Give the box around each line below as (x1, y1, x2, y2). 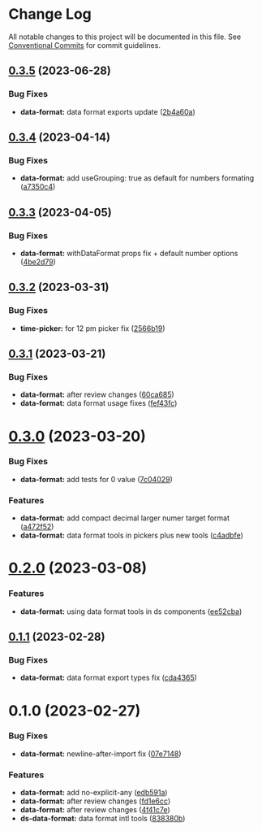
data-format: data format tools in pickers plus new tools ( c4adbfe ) (19, 530, 243, 541)
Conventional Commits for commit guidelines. (8, 40, 161, 50)
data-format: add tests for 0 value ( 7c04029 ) (19, 474, 173, 484)
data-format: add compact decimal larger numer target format (19, 513, 230, 523)
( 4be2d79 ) (19, 257, 57, 267)
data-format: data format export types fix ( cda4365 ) (19, 672, 197, 683)
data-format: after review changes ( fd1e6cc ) (19, 796, 171, 806)
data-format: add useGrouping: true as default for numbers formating (19, 173, 255, 183)
